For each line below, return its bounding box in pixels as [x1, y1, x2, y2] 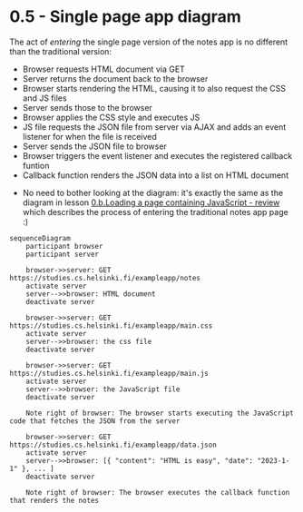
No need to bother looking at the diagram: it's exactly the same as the [22, 187, 284, 198]
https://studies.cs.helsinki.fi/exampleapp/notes [9, 273, 201, 282]
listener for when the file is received [22, 131, 157, 142]
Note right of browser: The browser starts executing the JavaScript [25, 409, 295, 418]
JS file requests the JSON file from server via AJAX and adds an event [22, 121, 287, 133]
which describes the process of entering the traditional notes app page [22, 206, 288, 217]
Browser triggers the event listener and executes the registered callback [22, 150, 293, 161]
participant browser [25, 241, 103, 251]
